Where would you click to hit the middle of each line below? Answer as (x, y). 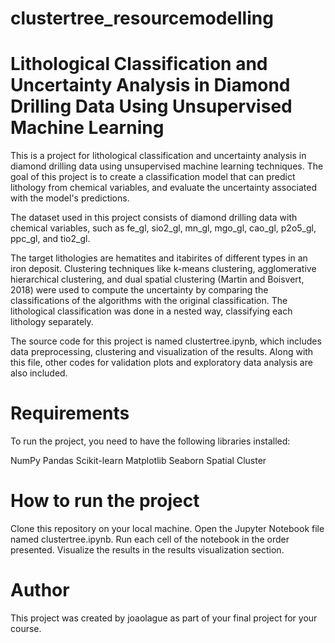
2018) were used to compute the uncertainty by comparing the (139, 290)
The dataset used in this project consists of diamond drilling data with (154, 218)
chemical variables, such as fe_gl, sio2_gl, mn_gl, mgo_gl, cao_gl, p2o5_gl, (163, 228)
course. (26, 628)
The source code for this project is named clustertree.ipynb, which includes (166, 341)
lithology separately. (52, 322)
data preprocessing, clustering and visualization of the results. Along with (162, 352)
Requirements (70, 413)
